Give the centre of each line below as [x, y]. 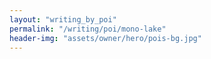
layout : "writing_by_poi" [63, 19]
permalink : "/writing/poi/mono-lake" [88, 29]
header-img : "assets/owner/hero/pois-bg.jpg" [105, 38]
